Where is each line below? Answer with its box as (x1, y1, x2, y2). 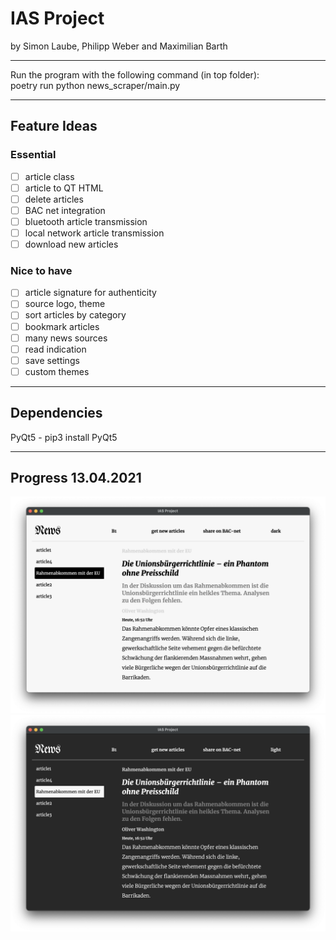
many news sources (24, 332, 108, 344)
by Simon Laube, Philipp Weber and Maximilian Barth (10, 40, 228, 52)
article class (24, 170, 75, 182)
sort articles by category (24, 309, 127, 321)
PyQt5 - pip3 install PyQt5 (10, 431, 118, 443)
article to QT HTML (24, 182, 104, 194)
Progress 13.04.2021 (10, 470, 142, 487)
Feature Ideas (10, 118, 98, 135)
